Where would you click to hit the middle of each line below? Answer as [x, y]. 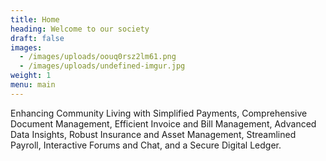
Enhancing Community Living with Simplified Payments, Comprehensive [159, 113]
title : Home [35, 19]
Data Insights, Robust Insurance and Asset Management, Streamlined [153, 134]
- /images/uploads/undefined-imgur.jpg [102, 66]
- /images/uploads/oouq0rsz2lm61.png [98, 57]
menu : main [33, 85]
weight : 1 [31, 76]
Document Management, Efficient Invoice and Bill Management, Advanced [163, 123]
